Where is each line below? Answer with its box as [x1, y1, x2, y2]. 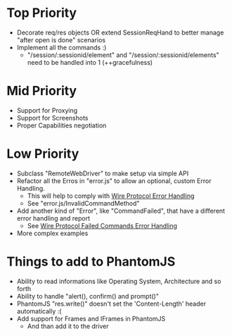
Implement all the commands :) [16, 43, 107, 51]
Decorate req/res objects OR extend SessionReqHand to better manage [16, 28, 224, 37]
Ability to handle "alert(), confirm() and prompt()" [16, 292, 160, 300]
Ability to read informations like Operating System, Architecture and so [16, 277, 221, 285]
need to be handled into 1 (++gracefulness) [27, 58, 153, 66]
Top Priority [6, 5, 77, 21]
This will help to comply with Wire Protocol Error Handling [27, 192, 195, 200]
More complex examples [16, 229, 89, 237]
